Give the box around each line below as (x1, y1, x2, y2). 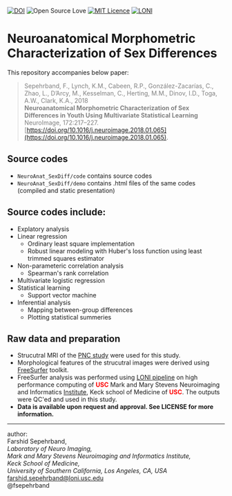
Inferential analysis (17, 298, 71, 306)
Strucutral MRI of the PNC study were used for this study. (17, 351, 181, 360)
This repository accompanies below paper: (7, 68, 129, 76)
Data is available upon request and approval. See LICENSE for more (17, 403, 214, 411)
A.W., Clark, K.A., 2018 (23, 96, 88, 104)
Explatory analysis (17, 225, 70, 233)
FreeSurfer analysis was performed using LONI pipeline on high (17, 374, 198, 382)
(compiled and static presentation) (17, 186, 115, 194)
